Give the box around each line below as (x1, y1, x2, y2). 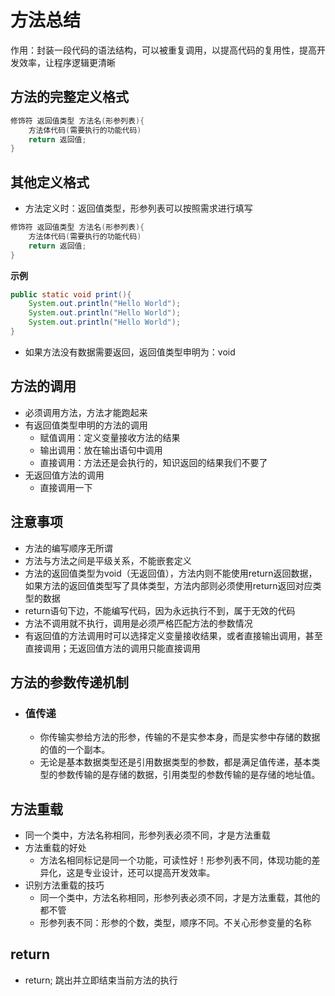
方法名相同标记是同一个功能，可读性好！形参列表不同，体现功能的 (39, 854, 312, 866)
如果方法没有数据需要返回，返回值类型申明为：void (24, 346, 236, 358)
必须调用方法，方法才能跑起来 (24, 406, 148, 418)
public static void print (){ (10, 289, 132, 300)
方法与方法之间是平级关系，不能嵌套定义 (24, 554, 192, 566)
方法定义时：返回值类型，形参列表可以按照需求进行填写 (24, 202, 253, 215)
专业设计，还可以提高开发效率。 (83, 867, 216, 879)
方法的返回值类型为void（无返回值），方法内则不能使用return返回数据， (24, 567, 318, 579)
